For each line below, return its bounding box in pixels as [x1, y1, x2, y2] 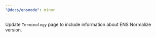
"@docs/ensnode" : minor [5, 7, 56, 13]
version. [5, 26, 22, 33]
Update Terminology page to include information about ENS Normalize [5, 21, 151, 27]
